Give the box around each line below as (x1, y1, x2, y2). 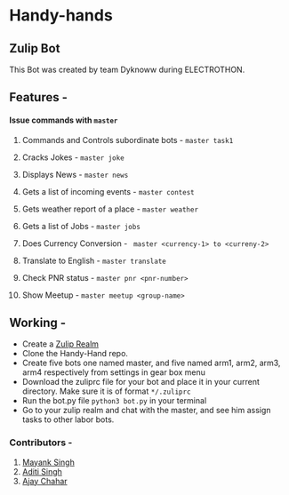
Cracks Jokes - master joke (21, 152, 124, 163)
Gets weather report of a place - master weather (21, 204, 198, 214)
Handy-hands (9, 5, 113, 26)
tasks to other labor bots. (21, 414, 115, 425)
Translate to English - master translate (21, 255, 166, 266)
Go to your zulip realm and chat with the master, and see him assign (21, 405, 271, 416)
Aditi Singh (21, 466, 62, 476)
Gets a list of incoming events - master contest (21, 186, 195, 196)
